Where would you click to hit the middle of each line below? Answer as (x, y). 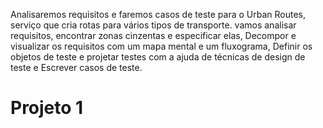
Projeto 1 (47, 108)
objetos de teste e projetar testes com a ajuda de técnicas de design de (158, 57)
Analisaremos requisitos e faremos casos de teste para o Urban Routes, (158, 14)
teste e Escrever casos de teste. (76, 67)
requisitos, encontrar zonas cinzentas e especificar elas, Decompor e (153, 35)
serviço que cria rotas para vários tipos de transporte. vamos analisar (153, 25)
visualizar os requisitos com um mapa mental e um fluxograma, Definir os (161, 46)
